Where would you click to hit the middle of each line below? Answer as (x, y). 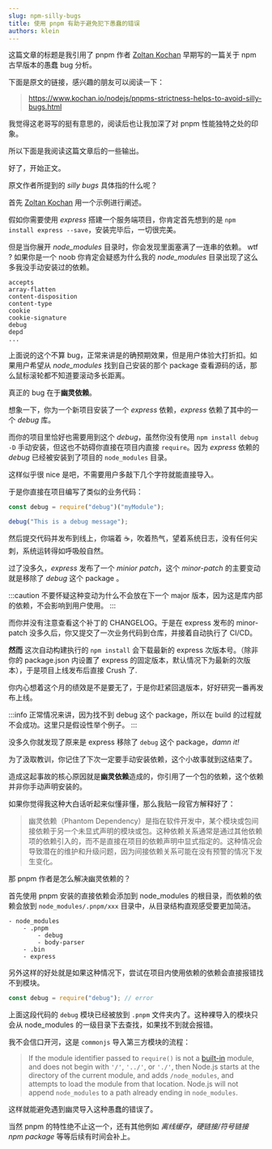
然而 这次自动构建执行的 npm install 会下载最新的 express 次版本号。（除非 (134, 650)
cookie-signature (38, 318)
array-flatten (32, 290)
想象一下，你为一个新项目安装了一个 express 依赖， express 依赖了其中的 (130, 410)
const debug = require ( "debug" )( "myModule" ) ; (86, 507)
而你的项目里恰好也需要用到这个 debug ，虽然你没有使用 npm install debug (134, 437)
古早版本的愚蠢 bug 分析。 (53, 65)
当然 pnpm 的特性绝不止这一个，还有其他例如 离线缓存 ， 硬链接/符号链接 (129, 1126)
